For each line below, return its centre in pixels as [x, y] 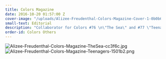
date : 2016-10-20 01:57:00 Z [35, 14]
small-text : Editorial [28, 23]
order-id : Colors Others [31, 32]
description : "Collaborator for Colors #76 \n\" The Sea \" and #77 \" [78, 28]
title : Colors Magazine [30, 10]
